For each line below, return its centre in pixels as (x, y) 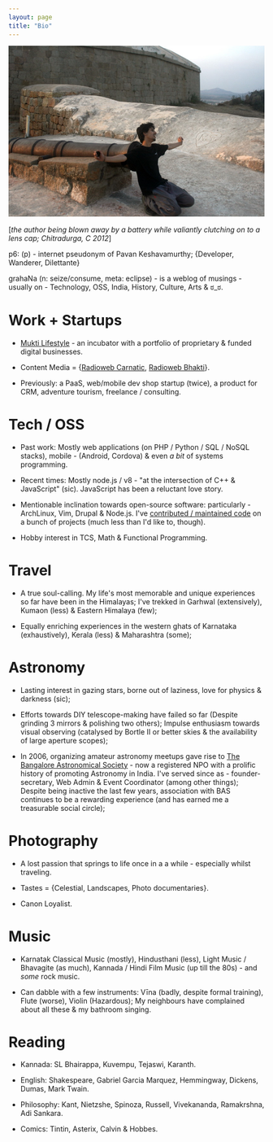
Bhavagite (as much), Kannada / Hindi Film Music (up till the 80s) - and (139, 967)
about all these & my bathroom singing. (86, 1009)
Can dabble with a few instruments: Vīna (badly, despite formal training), (142, 992)
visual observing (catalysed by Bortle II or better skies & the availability (139, 731)
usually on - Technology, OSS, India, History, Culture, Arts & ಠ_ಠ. (116, 287)
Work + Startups (65, 320)
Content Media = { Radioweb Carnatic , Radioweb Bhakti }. (115, 367)
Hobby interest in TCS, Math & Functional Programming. (114, 538)
